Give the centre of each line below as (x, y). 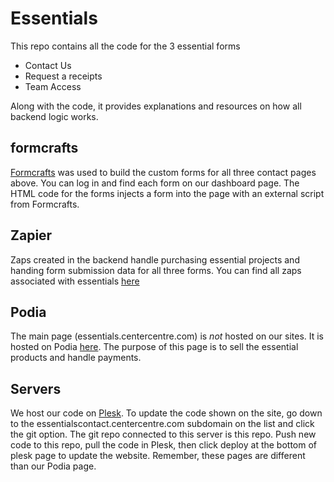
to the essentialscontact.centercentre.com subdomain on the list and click (162, 424)
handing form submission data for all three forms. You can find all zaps (156, 270)
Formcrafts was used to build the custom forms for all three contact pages (163, 172)
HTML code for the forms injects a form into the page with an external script (167, 193)
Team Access (53, 86)
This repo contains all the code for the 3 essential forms (125, 46)
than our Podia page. (53, 466)
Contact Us (48, 65)
